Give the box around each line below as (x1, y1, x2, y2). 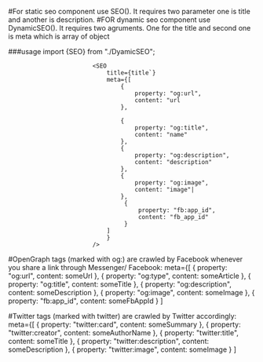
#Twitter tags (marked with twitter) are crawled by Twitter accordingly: (8, 312, 237, 320)
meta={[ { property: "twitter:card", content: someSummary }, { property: (8, 320, 241, 329)
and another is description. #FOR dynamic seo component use (8, 15, 210, 24)
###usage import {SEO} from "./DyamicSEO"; (8, 47, 155, 56)
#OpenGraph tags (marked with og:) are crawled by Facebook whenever (8, 254, 243, 264)
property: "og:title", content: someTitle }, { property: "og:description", (8, 280, 232, 289)
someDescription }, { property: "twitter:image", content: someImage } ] (8, 345, 237, 354)
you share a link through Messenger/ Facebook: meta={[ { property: (8, 263, 228, 272)
